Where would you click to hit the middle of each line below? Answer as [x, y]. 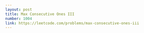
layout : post [19, 9]
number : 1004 [19, 18]
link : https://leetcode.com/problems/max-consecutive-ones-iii [72, 23]
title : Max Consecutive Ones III [40, 14]
